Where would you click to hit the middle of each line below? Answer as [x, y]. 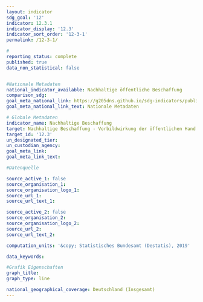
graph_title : [23, 273]
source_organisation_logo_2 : [43, 223]
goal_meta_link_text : [34, 157]
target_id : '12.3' [29, 134]
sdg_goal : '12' [25, 18]
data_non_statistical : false [43, 68]
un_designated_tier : [32, 140]
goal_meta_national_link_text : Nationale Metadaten [72, 107]
